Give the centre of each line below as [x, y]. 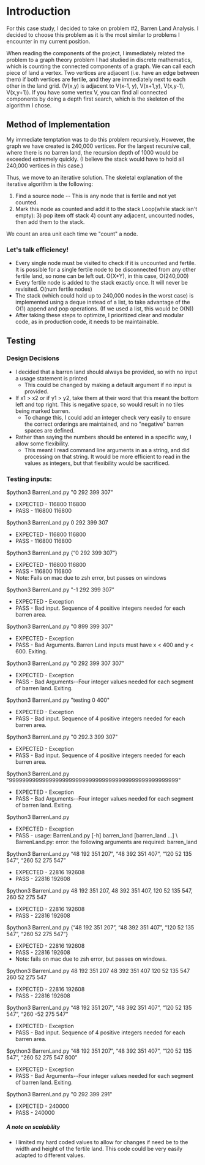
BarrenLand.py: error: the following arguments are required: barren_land [106, 842]
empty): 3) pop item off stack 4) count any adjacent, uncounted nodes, [105, 215]
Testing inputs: [29, 479]
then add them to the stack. [50, 221]
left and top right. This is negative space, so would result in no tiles [99, 404]
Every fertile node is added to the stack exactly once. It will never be [102, 283]
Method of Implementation [58, 125]
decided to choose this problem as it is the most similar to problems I [93, 34]
